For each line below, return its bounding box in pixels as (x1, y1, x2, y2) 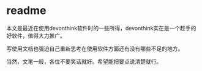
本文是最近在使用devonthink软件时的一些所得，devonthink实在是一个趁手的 (6, 24, 196, 32)
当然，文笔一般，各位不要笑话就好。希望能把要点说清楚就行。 (6, 58, 162, 65)
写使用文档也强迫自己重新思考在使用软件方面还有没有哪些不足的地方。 (6, 45, 184, 52)
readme (6, 4, 47, 18)
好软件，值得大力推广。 (6, 32, 65, 39)
